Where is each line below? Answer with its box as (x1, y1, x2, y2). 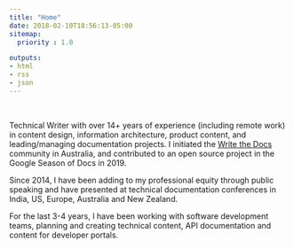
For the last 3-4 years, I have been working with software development (9, 210, 269, 222)
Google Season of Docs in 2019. (9, 157, 127, 168)
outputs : (9, 54, 42, 63)
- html (9, 62, 34, 71)
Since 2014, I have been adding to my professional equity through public (9, 175, 274, 185)
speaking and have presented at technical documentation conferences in (9, 183, 277, 195)
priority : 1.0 (17, 37, 74, 47)
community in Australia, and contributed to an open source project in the (9, 148, 275, 159)
